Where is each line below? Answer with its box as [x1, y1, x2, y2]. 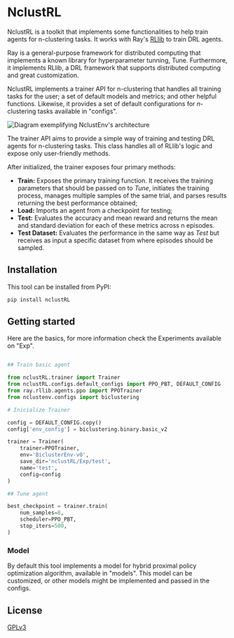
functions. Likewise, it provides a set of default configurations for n [7, 99, 201, 108]
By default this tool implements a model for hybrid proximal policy [7, 561, 197, 570]
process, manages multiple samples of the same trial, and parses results [17, 191, 227, 200]
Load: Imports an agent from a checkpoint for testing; [17, 206, 173, 214]
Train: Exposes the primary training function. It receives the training [17, 176, 214, 185]
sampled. [17, 243, 45, 252]
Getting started [7, 315, 76, 327]
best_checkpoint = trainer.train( [7, 503, 109, 510]
